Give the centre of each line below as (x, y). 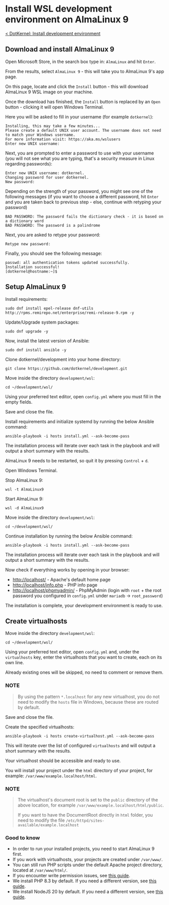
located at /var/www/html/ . (40, 870)
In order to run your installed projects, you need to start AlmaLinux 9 (83, 849)
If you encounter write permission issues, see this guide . (71, 876)
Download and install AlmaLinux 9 (60, 49)
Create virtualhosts (36, 621)
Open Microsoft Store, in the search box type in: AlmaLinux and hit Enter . (80, 62)
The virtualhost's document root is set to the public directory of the (88, 800)
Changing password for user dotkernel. (47, 177)
